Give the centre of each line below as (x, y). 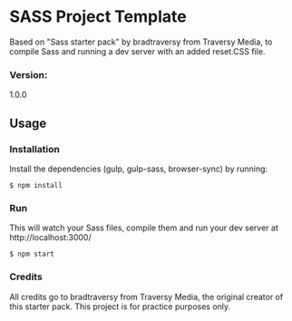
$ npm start (32, 254)
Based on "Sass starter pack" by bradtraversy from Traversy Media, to (141, 42)
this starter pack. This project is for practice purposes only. (120, 306)
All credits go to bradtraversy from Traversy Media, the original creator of (146, 297)
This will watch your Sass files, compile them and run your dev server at (144, 228)
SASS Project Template (98, 17)
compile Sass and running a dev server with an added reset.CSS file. (137, 51)
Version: (29, 74)
